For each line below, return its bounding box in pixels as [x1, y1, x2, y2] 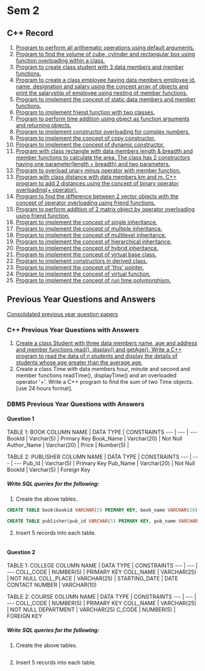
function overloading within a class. [15, 57, 105, 64]
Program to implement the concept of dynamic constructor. [15, 141, 165, 148]
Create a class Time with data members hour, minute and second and [15, 366, 190, 373]
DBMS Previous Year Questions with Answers [7, 400, 145, 408]
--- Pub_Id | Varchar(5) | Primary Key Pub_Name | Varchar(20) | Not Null [13, 460, 195, 467]
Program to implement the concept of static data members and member [15, 96, 196, 103]
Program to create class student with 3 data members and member [15, 63, 184, 71]
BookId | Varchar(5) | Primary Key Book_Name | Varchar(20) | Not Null [7, 435, 182, 442]
